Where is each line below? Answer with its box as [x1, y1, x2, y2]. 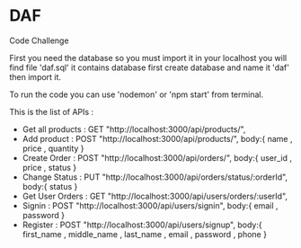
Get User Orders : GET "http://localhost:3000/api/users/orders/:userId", [22, 190, 288, 201]
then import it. [9, 71, 61, 82]
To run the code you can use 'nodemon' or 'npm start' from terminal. [9, 89, 263, 100]
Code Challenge [9, 35, 69, 46]
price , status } [22, 162, 77, 173]
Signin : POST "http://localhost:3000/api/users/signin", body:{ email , [22, 199, 279, 211]
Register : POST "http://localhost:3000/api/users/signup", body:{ [22, 219, 262, 230]
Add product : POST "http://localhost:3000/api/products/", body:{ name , [22, 133, 293, 144]
